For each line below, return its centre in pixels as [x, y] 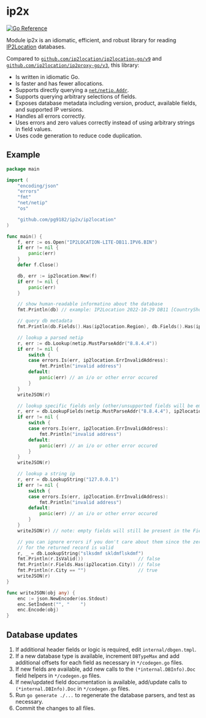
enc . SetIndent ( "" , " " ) [52, 604]
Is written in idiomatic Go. [47, 77]
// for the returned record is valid [66, 548]
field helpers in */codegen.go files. [58, 675]
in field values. [33, 129]
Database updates [42, 635]
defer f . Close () [38, 265]
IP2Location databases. [36, 47]
